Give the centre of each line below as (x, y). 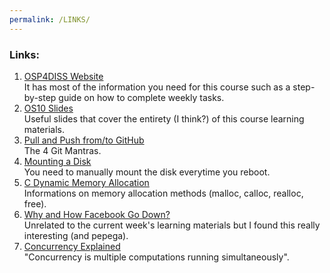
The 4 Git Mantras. (62, 150)
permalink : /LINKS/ (50, 19)
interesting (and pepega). (76, 235)
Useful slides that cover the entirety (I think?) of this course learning (164, 118)
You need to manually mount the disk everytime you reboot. (147, 172)
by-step (40, 97)
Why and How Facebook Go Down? (97, 214)
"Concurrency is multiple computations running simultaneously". (156, 257)
